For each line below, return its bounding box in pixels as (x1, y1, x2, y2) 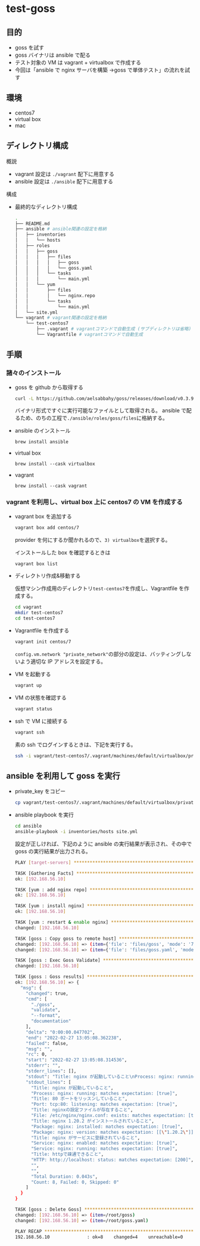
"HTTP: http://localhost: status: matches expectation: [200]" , (30, 1157, 194, 1163)
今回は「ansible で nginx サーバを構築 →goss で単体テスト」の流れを (14, 66, 185, 73)
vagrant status (14, 706, 53, 712)
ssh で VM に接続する (14, 717, 68, 724)
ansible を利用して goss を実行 (6, 770, 121, 781)
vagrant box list (14, 560, 58, 567)
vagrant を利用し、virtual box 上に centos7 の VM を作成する (6, 498, 183, 506)
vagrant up (14, 682, 42, 688)
